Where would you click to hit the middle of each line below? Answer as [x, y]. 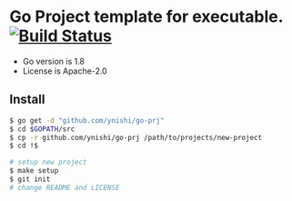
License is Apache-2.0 [65, 71]
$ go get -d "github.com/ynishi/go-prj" [87, 120]
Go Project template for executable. [146, 17]
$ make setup [34, 171]
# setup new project [49, 162]
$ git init [30, 179]
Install [27, 100]
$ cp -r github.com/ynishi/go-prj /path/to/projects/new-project [136, 137]
